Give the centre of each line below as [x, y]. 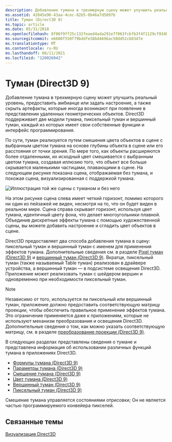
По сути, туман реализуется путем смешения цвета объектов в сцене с [84, 140]
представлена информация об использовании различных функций [78, 347]
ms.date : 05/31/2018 [27, 29]
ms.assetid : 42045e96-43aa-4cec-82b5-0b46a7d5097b [60, 15]
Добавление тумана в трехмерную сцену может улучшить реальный [81, 98]
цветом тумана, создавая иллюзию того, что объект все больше [76, 162]
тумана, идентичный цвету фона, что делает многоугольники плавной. [83, 215]
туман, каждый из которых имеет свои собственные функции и [75, 125]
